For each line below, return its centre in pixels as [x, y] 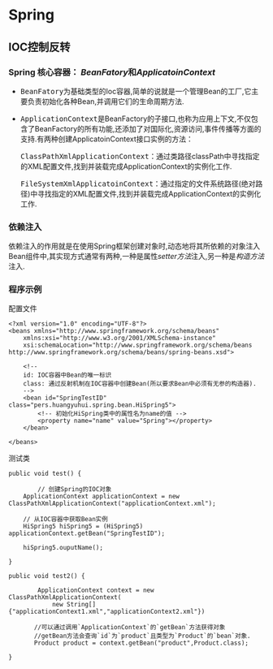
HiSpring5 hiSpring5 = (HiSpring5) [83, 527]
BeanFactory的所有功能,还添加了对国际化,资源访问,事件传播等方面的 [148, 128]
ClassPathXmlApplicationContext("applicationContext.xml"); [113, 504]
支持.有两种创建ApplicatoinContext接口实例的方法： [106, 139]
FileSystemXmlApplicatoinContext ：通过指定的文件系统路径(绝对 [138, 183]
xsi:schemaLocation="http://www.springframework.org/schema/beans [138, 345]
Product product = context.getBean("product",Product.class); [141, 643]
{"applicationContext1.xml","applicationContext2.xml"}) [107, 612]
